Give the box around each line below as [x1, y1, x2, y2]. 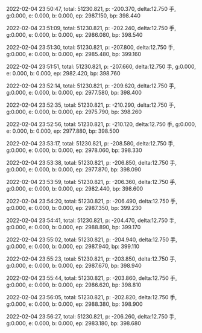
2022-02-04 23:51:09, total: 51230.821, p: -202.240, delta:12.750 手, [6, 25, 176, 31]
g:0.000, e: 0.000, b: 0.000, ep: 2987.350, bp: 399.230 [6, 205, 142, 211]
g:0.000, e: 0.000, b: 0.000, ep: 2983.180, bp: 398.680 [6, 320, 142, 327]
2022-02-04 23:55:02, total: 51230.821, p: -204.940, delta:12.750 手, [6, 236, 178, 243]
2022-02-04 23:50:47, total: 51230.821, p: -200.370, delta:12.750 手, [6, 5, 176, 12]
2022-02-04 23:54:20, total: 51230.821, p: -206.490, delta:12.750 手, [6, 198, 178, 205]
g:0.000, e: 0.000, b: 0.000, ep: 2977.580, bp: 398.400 [6, 89, 142, 96]
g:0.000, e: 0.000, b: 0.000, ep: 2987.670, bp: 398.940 [6, 262, 142, 269]
